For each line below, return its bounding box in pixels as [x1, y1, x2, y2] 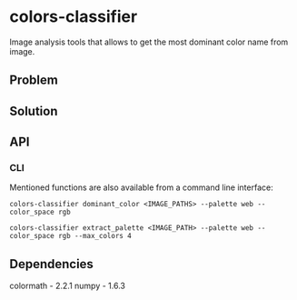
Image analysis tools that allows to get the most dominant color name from [9, 36, 289, 47]
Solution [9, 103, 58, 119]
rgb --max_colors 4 [57, 232, 132, 241]
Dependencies [9, 256, 94, 272]
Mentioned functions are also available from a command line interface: [9, 182, 274, 193]
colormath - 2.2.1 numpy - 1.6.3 [9, 280, 125, 292]
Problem [9, 73, 59, 88]
